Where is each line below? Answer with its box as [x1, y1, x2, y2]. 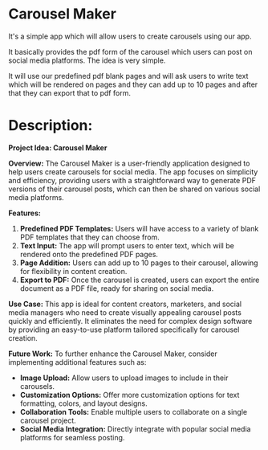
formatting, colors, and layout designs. [19, 399, 148, 408]
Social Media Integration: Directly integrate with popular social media [19, 423, 251, 434]
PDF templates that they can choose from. [19, 232, 160, 242]
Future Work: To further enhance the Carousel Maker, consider [8, 349, 218, 358]
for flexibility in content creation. [19, 266, 128, 276]
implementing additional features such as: [8, 357, 147, 366]
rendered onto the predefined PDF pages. [19, 249, 159, 259]
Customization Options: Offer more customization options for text [19, 390, 240, 399]
